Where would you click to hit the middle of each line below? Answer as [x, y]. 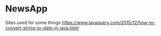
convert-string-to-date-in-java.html [42, 27]
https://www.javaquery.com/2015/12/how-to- [109, 22]
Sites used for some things [33, 22]
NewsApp [26, 9]
